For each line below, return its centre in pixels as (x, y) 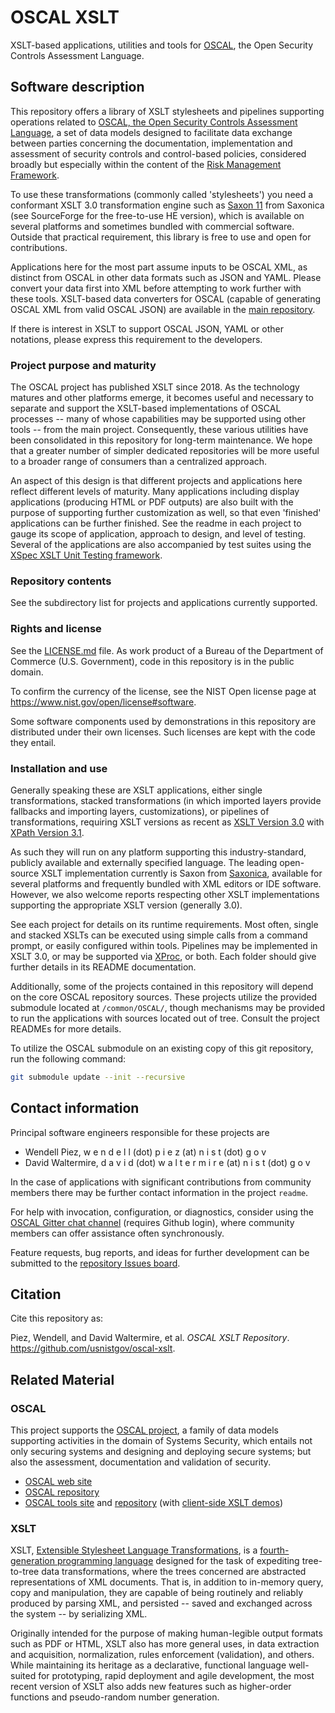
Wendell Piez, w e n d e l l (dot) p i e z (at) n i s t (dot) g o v (145, 1152)
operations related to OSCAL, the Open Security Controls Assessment (154, 122)
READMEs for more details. (66, 1028)
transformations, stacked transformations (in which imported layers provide (166, 800)
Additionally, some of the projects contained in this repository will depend (162, 986)
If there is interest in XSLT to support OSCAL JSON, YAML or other (147, 328)
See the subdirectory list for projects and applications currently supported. (164, 603)
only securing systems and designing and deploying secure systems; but (161, 1452)
